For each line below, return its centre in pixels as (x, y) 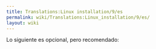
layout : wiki (23, 23)
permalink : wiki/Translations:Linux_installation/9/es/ (78, 17)
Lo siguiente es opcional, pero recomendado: (63, 40)
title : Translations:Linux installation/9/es (64, 12)
